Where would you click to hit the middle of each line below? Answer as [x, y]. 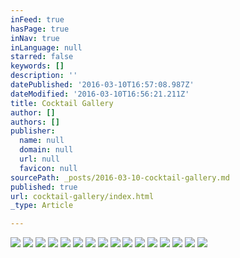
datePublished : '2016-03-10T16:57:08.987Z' [102, 85]
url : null [39, 159]
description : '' [44, 76]
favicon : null [48, 168]
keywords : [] [37, 66]
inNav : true [35, 38]
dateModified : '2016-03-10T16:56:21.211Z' [100, 94]
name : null [42, 141]
